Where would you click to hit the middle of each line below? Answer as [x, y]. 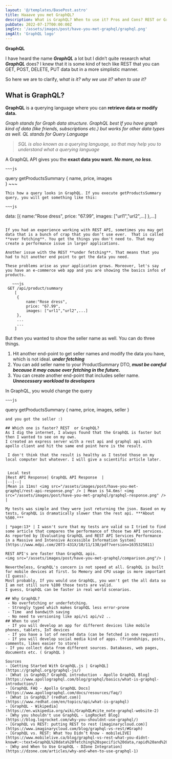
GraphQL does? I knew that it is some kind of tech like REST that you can [82, 64]
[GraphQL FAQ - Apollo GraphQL [43, 688]
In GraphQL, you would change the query [49, 391]
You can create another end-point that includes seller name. [76, 375]
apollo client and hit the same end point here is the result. [74, 446]
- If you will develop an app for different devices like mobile [79, 625]
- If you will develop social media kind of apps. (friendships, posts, [87, 639]
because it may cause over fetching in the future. [66, 370]
